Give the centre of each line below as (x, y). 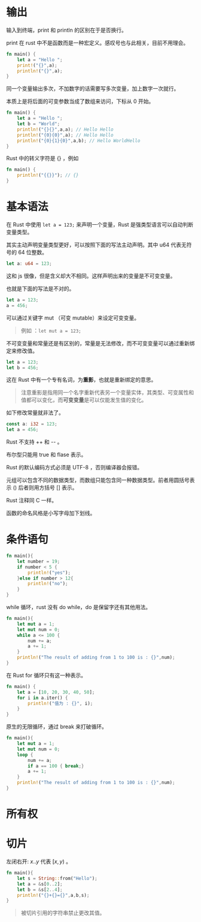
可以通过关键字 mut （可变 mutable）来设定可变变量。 (73, 318)
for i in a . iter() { (42, 698)
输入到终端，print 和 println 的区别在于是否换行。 (66, 30)
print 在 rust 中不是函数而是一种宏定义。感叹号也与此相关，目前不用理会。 (98, 43)
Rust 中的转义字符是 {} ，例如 (42, 158)
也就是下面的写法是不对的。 (40, 288)
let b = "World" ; (39, 124)
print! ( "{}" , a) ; (37, 65)
